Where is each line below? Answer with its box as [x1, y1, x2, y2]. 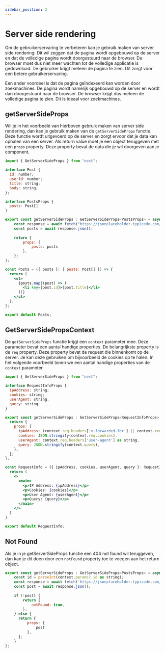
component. [5, 149, 29, 155]
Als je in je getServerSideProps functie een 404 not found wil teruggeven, [5, 550, 155, 556]
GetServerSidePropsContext [5, 326, 95, 334]
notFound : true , [31, 602, 65, 607]
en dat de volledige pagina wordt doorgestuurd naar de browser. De [5, 55, 142, 61]
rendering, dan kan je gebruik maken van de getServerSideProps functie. [5, 128, 152, 134]
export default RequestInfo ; [5, 523, 65, 529]
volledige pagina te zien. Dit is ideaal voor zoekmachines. [5, 96, 121, 102]
